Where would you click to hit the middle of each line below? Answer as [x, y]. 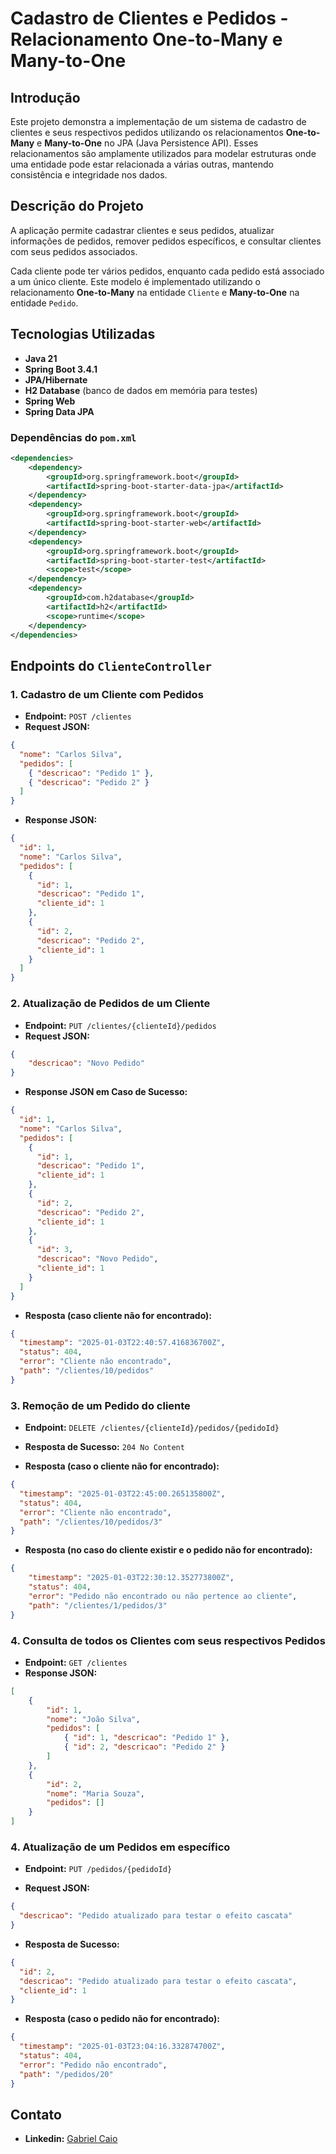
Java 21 [41, 358]
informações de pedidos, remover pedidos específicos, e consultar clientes [166, 241]
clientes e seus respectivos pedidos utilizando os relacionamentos [147, 132]
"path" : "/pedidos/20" [66, 2074]
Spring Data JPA [59, 411]
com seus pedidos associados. [74, 251]
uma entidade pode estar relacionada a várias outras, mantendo [142, 164]
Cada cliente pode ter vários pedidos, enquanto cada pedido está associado [167, 271]
